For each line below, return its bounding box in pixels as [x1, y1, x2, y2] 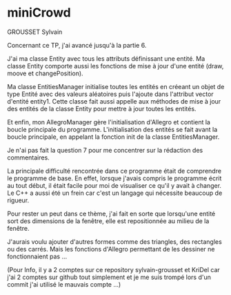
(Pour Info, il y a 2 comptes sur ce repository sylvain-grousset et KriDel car [7, 265, 221, 274]
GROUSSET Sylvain [7, 28, 63, 36]
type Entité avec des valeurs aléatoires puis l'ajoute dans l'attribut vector [7, 90, 214, 98]
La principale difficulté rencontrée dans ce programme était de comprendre [7, 166, 222, 175]
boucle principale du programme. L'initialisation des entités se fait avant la [7, 125, 218, 133]
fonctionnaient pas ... [7, 252, 68, 260]
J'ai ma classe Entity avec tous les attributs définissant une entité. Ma [7, 54, 205, 63]
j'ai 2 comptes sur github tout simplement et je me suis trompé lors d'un [7, 273, 212, 281]
